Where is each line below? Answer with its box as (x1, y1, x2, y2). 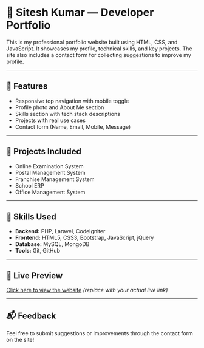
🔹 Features (6, 81, 48, 92)
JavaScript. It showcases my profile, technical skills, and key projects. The (6, 45, 192, 52)
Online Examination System (15, 162, 84, 169)
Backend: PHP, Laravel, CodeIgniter (15, 228, 106, 235)
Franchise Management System (15, 176, 95, 183)
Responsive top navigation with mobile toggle (15, 97, 129, 104)
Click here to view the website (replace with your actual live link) (6, 287, 168, 294)
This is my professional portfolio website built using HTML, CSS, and (6, 38, 178, 46)
